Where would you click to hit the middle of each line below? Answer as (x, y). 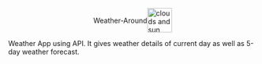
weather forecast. (51, 52)
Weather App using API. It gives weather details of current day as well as (126, 43)
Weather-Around (120, 20)
